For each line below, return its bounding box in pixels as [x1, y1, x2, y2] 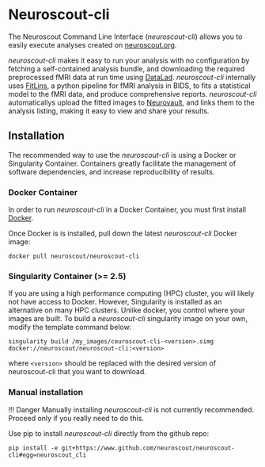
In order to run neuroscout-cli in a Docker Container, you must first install [8, 205, 247, 215]
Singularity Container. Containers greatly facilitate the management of [8, 159, 237, 168]
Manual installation [8, 387, 84, 398]
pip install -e [8, 444, 59, 452]
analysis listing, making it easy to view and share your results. [8, 105, 210, 116]
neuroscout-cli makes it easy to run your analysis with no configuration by [8, 56, 250, 65]
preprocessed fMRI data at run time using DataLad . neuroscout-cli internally [8, 72, 256, 82]
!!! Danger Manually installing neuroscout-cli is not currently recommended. [8, 404, 255, 414]
